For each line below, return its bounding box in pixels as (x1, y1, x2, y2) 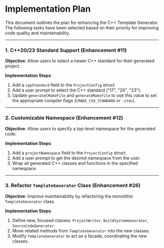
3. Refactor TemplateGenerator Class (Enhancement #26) (5, 182, 141, 189)
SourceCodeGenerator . (12, 223, 55, 228)
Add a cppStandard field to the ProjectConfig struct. (12, 82, 116, 88)
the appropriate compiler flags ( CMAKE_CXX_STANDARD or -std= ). (12, 98, 136, 104)
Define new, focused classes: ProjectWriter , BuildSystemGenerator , (12, 217, 148, 223)
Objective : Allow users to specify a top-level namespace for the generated (5, 126, 156, 132)
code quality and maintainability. (5, 30, 70, 36)
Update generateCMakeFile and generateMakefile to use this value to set (12, 92, 157, 98)
